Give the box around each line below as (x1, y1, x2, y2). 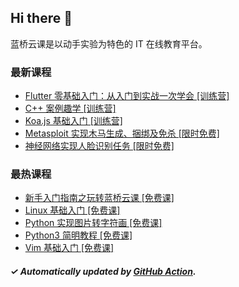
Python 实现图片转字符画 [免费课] (24, 217, 163, 229)
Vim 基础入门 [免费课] (24, 242, 115, 254)
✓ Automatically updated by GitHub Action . (10, 266, 197, 277)
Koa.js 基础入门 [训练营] (24, 115, 123, 127)
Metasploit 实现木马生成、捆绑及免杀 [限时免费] (24, 127, 220, 140)
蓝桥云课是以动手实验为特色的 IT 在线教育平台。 (10, 37, 208, 50)
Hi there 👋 (10, 10, 73, 27)
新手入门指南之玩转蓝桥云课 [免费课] (24, 192, 175, 204)
